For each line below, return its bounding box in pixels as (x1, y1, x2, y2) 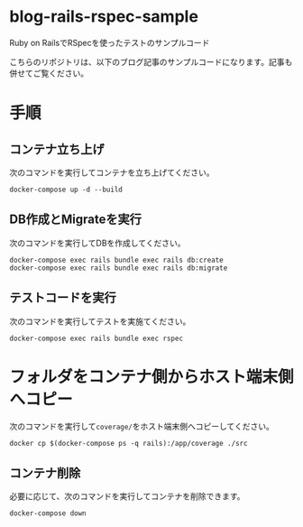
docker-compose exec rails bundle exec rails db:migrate (9, 263, 228, 273)
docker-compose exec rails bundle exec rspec (9, 334, 183, 343)
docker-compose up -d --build (9, 185, 124, 194)
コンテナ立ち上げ (9, 142, 105, 157)
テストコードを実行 (9, 291, 116, 306)
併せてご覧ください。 (9, 68, 88, 79)
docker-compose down (9, 509, 87, 518)
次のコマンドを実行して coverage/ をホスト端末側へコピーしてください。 (9, 421, 275, 431)
